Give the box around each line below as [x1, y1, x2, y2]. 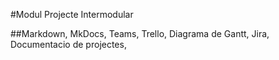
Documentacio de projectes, [10, 39, 127, 50]
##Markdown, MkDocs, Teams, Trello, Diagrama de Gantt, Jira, [10, 28, 270, 39]
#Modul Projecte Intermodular [10, 9, 134, 20]
